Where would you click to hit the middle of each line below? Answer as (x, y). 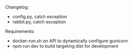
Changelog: (17, 7)
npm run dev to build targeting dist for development (65, 46)
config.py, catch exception (40, 16)
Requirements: (20, 31)
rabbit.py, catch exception (39, 22)
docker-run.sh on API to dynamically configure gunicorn (70, 41)
